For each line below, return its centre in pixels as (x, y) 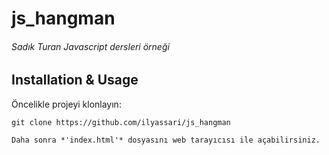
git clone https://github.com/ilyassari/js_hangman (121, 122)
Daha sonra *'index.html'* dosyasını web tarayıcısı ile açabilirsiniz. (166, 140)
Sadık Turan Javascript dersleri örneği (90, 46)
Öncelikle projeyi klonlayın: (66, 104)
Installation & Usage (75, 80)
